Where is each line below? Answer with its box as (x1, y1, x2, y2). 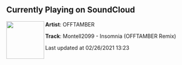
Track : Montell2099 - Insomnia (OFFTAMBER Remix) (45, 32, 177, 40)
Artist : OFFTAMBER (45, 20, 95, 28)
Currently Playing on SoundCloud (6, 5, 135, 15)
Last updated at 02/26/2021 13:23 (45, 44, 130, 51)
